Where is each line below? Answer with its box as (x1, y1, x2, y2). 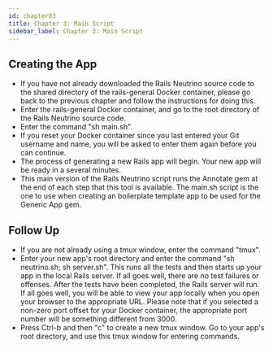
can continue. (19, 148, 67, 158)
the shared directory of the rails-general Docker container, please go (19, 87, 251, 98)
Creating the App (8, 57, 97, 71)
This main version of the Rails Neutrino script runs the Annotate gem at (19, 174, 258, 184)
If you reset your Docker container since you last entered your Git (19, 131, 240, 141)
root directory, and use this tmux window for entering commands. (19, 331, 240, 341)
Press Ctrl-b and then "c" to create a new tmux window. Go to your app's (19, 323, 265, 332)
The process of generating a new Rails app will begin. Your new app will (19, 156, 262, 167)
